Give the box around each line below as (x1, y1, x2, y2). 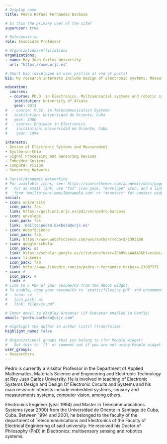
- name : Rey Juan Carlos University (5, 57, 81, 62)
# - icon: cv (5, 292, 32, 297)
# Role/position (5, 34, 39, 40)
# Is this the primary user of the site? (5, 21, 92, 26)
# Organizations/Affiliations (5, 48, 68, 53)
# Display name (5, 7, 37, 12)
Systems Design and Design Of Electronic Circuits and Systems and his (5, 381, 152, 387)
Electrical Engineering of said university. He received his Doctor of (5, 423, 141, 429)
